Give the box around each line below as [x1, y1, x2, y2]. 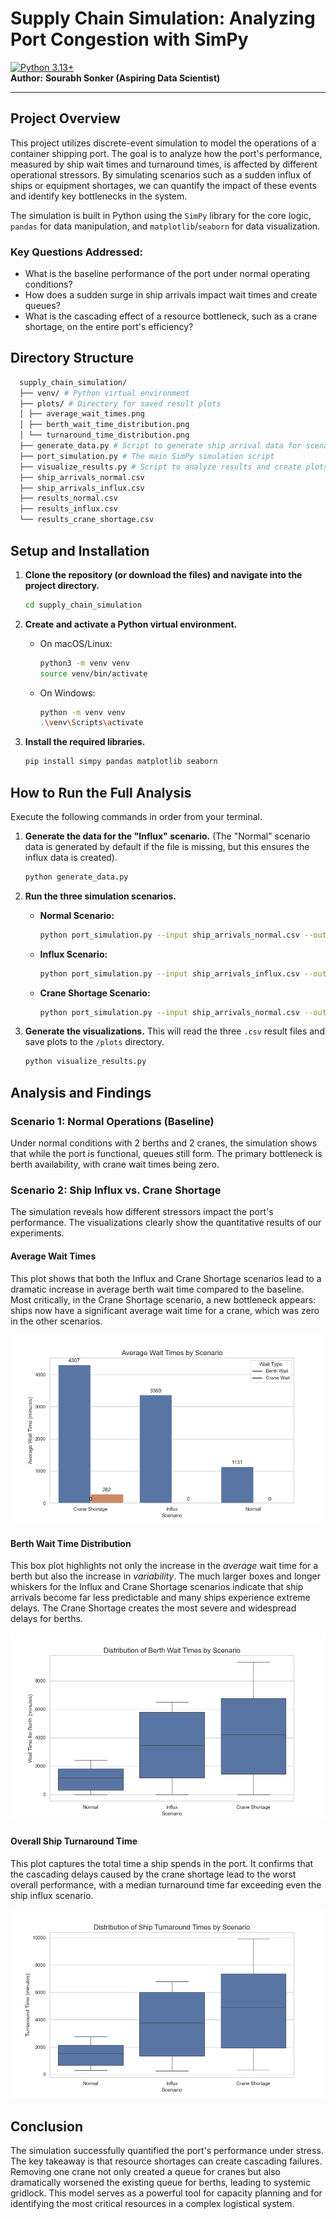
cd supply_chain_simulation [24, 600, 142, 610]
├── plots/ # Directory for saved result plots [19, 398, 222, 409]
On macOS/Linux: [39, 637, 113, 649]
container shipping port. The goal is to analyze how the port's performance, [10, 147, 323, 159]
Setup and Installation [10, 542, 150, 559]
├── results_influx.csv [19, 504, 118, 514]
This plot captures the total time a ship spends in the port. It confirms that [10, 1857, 314, 1869]
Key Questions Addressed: [10, 245, 144, 259]
